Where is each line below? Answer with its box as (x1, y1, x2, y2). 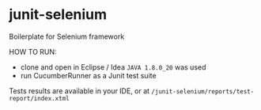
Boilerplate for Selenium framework (9, 32, 125, 41)
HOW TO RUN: (9, 47, 58, 56)
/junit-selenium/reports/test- (150, 87, 255, 96)
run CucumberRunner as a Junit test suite (20, 70, 157, 80)
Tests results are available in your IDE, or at (9, 85, 149, 96)
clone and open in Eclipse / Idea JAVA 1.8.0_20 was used (20, 62, 206, 72)
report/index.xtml (9, 94, 70, 102)
